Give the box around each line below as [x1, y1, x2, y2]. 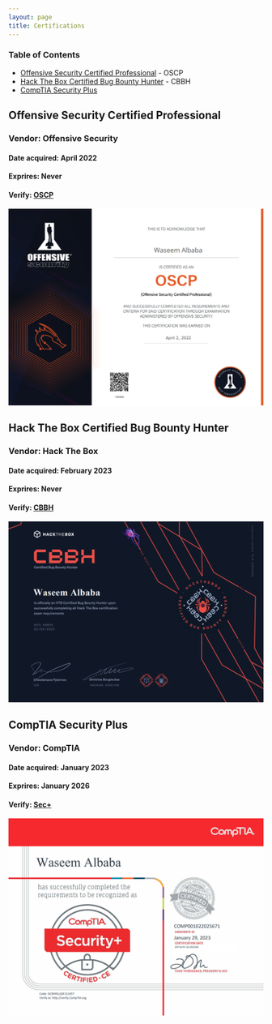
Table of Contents [8, 49, 81, 61]
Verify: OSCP [8, 190, 54, 199]
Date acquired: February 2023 [8, 465, 113, 475]
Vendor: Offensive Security [8, 133, 119, 144]
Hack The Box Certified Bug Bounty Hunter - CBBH [19, 76, 191, 86]
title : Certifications [8, 21, 85, 30]
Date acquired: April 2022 [8, 152, 97, 162]
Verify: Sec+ [8, 799, 52, 809]
